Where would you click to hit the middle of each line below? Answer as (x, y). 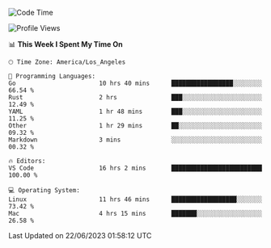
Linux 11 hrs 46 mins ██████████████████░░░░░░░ (135, 200)
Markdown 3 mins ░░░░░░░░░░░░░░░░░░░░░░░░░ (135, 140)
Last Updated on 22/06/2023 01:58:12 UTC (80, 235)
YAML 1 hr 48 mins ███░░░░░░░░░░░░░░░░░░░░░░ (135, 111)
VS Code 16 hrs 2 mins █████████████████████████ (135, 168)
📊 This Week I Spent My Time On (66, 44)
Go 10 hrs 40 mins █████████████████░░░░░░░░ (135, 83)
